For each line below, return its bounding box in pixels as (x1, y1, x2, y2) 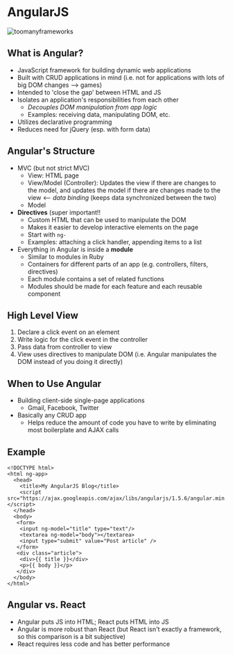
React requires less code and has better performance (17, 640, 171, 648)
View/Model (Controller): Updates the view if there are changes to (27, 178, 216, 187)
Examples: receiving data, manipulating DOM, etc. (27, 110, 171, 118)
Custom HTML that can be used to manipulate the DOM (27, 215, 187, 223)
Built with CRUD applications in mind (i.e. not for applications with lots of (17, 73, 225, 81)
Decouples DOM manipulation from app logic (27, 102, 157, 111)
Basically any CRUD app (17, 411, 87, 420)
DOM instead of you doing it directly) (17, 358, 123, 366)
